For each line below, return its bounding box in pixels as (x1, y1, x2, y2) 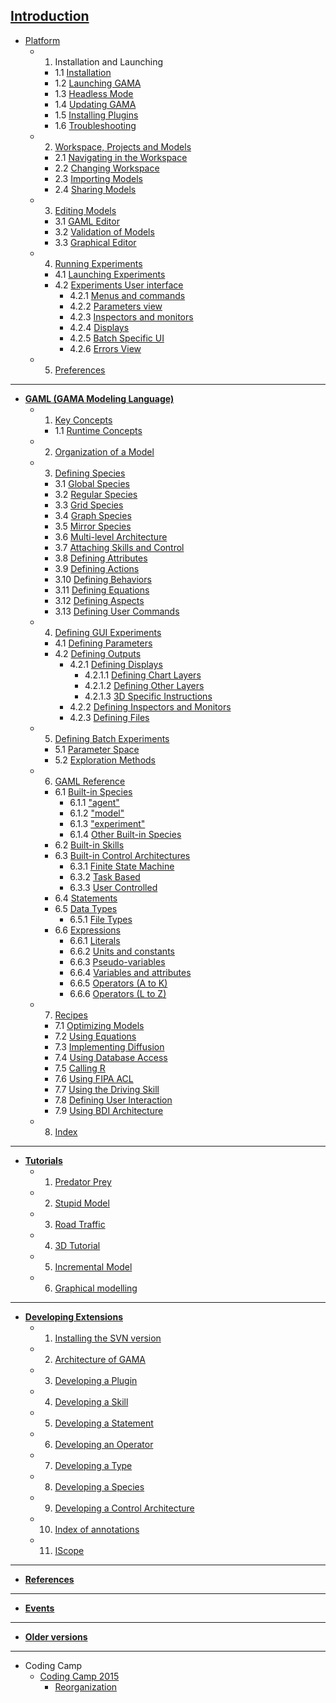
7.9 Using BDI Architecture (54, 1104, 164, 1116)
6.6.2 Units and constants (69, 945, 175, 957)
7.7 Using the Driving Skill (54, 1083, 160, 1095)
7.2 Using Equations (54, 1030, 137, 1042)
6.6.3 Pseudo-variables (69, 955, 166, 968)
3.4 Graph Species (54, 509, 132, 521)
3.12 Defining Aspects (54, 594, 145, 606)
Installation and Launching (54, 55, 164, 68)
